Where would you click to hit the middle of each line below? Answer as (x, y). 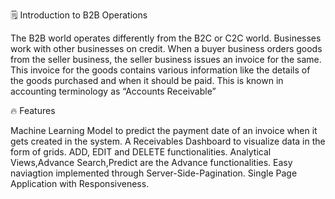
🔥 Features (33, 110)
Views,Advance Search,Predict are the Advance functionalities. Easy (151, 162)
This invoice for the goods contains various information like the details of (160, 70)
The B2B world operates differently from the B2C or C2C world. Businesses (166, 38)
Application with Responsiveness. (80, 183)
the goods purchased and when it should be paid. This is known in (147, 80)
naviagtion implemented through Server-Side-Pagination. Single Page (154, 173)
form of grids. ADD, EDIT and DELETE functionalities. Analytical (141, 152)
